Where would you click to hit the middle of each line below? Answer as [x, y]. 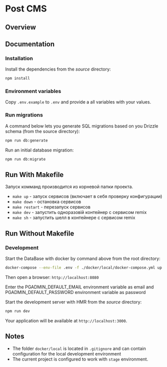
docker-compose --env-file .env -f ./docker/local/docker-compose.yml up [84, 267]
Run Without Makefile [40, 233]
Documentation [30, 44]
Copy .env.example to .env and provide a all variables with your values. [78, 102]
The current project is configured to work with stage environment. [80, 359]
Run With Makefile [34, 175]
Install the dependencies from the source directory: [58, 69]
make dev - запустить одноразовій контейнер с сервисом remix [79, 212]
